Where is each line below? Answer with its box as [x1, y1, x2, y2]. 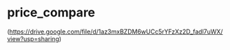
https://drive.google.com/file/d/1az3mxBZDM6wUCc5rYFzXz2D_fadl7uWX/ [9, 27, 223, 36]
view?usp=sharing [7, 34, 60, 42]
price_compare [7, 5, 96, 21]
